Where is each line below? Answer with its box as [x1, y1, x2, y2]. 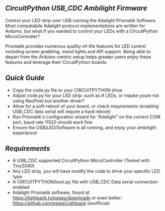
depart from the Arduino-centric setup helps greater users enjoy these [5, 54, 151, 60]
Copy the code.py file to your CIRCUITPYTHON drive [12, 87, 122, 93]
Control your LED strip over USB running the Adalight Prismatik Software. [5, 17, 157, 23]
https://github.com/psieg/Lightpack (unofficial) [12, 200, 110, 206]
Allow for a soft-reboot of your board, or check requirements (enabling [12, 103, 159, 109]
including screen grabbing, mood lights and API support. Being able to [5, 48, 151, 54]
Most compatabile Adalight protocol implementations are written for [5, 23, 145, 29]
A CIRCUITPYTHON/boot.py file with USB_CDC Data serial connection [12, 179, 158, 185]
